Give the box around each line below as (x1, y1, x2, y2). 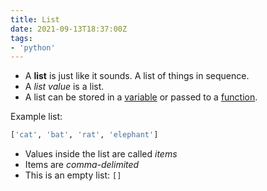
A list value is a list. (24, 81, 105, 93)
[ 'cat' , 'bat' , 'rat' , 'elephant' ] (10, 130, 159, 140)
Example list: (10, 111, 63, 123)
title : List (10, 14, 60, 25)
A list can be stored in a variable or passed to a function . (24, 91, 258, 103)
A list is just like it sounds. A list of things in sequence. (24, 70, 250, 82)
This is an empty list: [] (24, 169, 122, 181)
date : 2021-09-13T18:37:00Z (10, 24, 128, 34)
